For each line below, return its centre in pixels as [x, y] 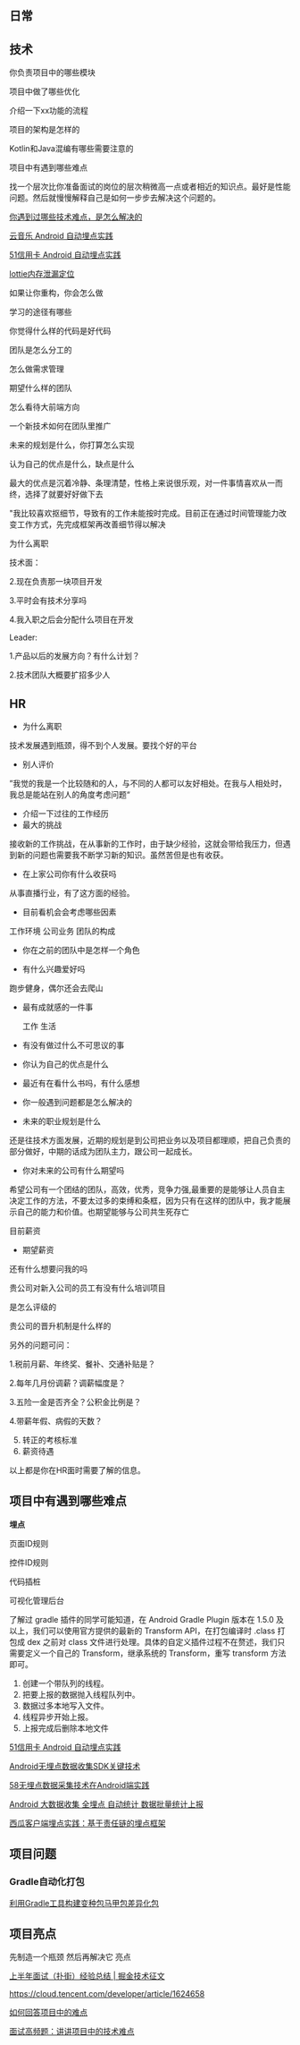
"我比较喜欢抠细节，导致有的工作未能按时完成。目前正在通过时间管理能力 [144, 514]
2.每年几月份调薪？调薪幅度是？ [68, 1383]
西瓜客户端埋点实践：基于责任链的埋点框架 [87, 1823]
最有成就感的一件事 [58, 1007]
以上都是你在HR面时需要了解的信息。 [77, 1470]
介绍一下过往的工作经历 [65, 814]
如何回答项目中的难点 [48, 2013]
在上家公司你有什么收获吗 [69, 874]
